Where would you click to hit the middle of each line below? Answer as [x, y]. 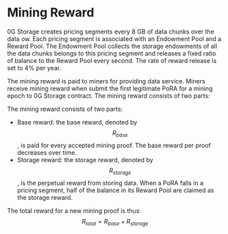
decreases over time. [47, 153]
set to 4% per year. [34, 68]
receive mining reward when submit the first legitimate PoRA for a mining [110, 88]
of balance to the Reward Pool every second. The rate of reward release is [112, 60]
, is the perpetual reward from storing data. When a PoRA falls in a [110, 183]
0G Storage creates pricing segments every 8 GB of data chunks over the [111, 31]
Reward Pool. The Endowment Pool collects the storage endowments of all [112, 46]
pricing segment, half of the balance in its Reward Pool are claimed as [115, 190]
